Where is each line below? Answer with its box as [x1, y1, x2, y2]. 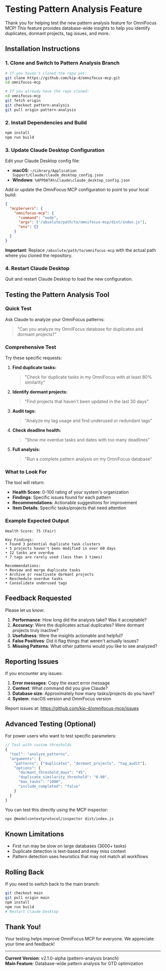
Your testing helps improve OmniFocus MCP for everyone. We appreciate [5, 936, 154, 942]
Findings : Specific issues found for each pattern [12, 494, 111, 500]
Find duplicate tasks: [12, 365, 57, 371]
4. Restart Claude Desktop [5, 265, 70, 272]
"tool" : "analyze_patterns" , [9, 751, 70, 757]
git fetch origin [5, 98, 41, 103]
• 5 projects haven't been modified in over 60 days [5, 546, 116, 551]
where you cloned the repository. [5, 252, 73, 258]
